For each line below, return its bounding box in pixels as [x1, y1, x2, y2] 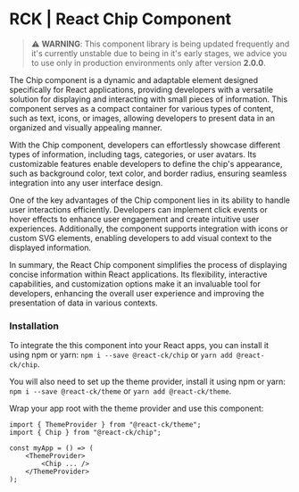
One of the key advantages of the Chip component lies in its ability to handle [9, 195, 290, 205]
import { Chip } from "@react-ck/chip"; [9, 429, 162, 438]
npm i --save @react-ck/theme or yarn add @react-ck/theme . [9, 386, 232, 396]
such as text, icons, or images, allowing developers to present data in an [9, 113, 275, 123]
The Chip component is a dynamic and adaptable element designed [9, 74, 259, 85]
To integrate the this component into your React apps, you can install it [9, 340, 270, 351]
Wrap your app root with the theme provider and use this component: [9, 403, 264, 414]
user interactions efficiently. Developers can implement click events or [9, 204, 268, 214]
